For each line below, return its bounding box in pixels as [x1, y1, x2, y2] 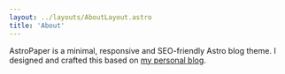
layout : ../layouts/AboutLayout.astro [9, 12, 152, 22]
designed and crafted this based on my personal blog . [9, 55, 206, 65]
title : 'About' [9, 21, 65, 30]
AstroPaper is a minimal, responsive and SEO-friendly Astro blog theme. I [9, 45, 276, 55]
